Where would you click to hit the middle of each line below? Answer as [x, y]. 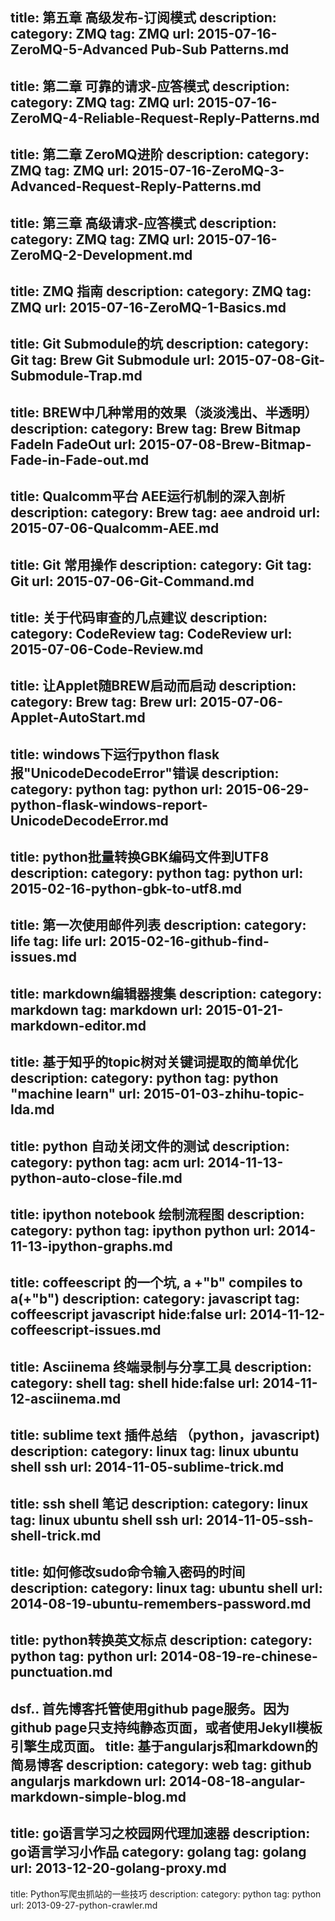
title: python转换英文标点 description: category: [161, 1640]
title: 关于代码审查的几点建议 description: [139, 617]
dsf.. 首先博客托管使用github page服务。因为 [150, 1708]
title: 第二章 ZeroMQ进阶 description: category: [160, 154]
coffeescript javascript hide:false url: [128, 1314]
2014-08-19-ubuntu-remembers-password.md [161, 1603]
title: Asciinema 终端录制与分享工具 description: [161, 1366]
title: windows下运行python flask [115, 754]
